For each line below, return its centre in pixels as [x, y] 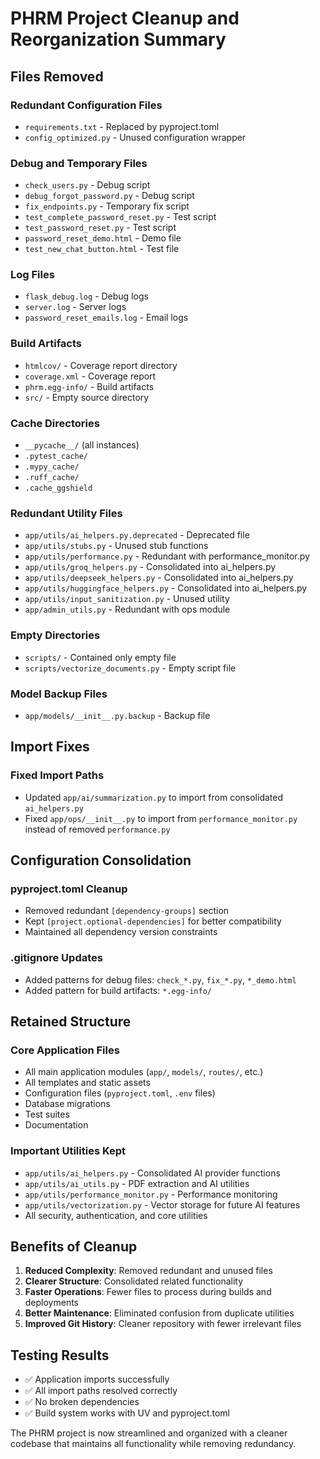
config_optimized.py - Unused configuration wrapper [135, 137]
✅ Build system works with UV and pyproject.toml [127, 1413]
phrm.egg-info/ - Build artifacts [89, 386]
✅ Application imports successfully [97, 1379]
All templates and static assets [87, 1083]
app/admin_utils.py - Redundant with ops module [127, 609]
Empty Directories [55, 635]
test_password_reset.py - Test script [100, 228]
